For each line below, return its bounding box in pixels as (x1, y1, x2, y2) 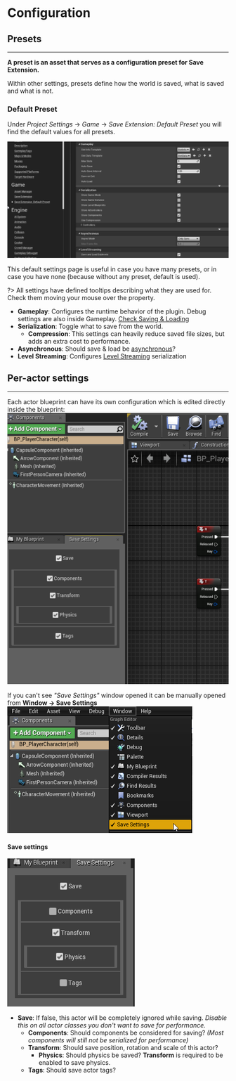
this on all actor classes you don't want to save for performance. (17, 1021, 206, 1030)
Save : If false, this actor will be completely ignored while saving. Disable (17, 1014, 227, 1022)
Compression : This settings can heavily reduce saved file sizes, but (27, 330, 225, 338)
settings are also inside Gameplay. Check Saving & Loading (17, 315, 190, 323)
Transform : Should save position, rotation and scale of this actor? (27, 1044, 218, 1052)
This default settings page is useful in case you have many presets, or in (7, 265, 217, 273)
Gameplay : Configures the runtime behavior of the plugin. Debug (17, 307, 206, 316)
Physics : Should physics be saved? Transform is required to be (38, 1051, 223, 1059)
